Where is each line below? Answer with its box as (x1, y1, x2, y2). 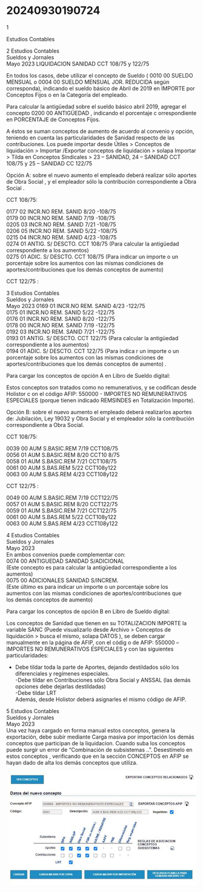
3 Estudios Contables (6, 289, 59, 297)
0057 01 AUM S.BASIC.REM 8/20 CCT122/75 (6, 500, 118, 508)
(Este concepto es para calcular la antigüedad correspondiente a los (6, 563, 177, 571)
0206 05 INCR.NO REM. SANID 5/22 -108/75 (6, 227, 118, 234)
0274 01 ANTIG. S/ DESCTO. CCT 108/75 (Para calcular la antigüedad (6, 240, 179, 247)
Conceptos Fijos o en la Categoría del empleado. (6, 91, 128, 98)
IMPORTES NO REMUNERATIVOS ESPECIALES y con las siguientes (6, 645, 174, 652)
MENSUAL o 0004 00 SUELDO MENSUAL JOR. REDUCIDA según (6, 78, 170, 86)
